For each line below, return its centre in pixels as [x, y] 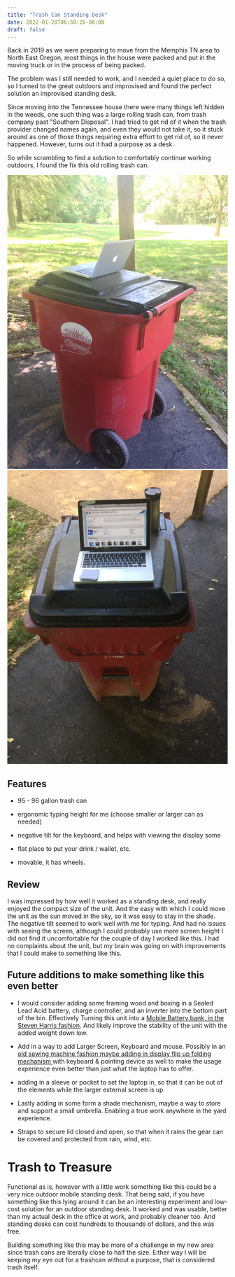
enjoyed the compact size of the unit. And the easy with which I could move [116, 909]
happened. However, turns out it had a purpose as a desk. [91, 144]
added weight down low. [52, 1033]
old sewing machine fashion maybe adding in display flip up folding [114, 1054]
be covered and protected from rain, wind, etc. [85, 1139]
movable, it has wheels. [51, 862]
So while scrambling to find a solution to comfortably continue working [109, 158]
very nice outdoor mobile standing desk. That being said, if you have [106, 1194]
